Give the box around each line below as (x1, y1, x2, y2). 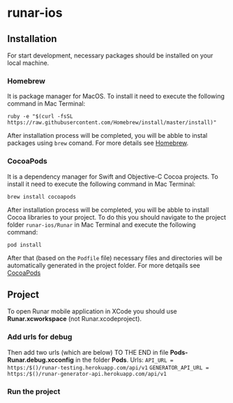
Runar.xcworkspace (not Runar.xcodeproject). (7, 315, 142, 323)
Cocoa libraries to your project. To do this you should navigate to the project (7, 213, 227, 221)
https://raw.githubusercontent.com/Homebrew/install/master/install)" (7, 119, 217, 127)
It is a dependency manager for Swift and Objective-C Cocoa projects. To (7, 172, 218, 181)
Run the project (7, 386, 61, 396)
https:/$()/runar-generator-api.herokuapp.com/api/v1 (7, 370, 167, 377)
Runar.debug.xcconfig (7, 355, 75, 364)
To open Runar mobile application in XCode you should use (7, 307, 177, 316)
